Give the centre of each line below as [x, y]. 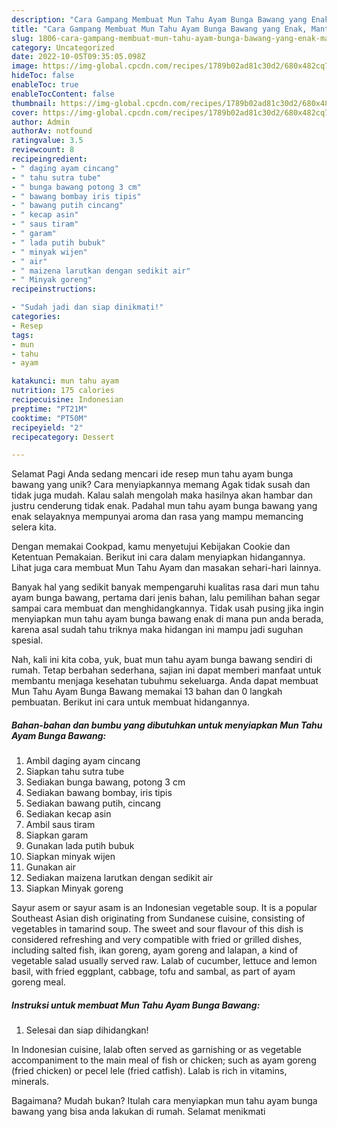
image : [25, 66]
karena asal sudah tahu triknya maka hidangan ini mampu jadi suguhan [157, 630]
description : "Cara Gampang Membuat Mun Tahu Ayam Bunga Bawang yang [159, 19]
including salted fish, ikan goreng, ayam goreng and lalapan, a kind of [155, 950]
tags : [22, 335]
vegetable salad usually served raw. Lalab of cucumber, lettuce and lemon [164, 961]
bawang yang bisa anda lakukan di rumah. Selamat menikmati [138, 1112]
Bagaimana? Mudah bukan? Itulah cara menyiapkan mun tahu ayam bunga [164, 1101]
